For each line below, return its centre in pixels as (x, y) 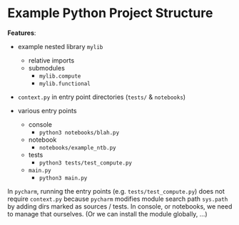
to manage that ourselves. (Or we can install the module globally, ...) (108, 214)
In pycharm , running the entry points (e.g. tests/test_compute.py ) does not (116, 191)
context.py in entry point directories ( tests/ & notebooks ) (102, 97)
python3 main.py (63, 178)
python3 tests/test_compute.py (85, 163)
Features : (22, 33)
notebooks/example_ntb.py (77, 147)
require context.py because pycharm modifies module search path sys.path (118, 199)
